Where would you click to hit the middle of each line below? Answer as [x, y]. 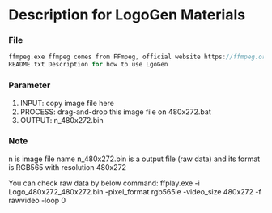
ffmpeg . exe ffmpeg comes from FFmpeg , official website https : [117, 57]
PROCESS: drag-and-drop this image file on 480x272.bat [116, 112]
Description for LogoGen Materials [127, 15]
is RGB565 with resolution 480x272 [68, 167]
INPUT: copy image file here [67, 103]
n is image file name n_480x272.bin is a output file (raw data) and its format [134, 159]
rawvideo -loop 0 [37, 200]
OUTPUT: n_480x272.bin [62, 120]
